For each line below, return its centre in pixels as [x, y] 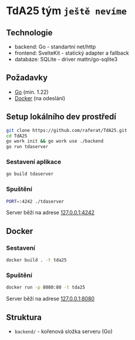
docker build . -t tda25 [36, 260]
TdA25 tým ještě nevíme [67, 11]
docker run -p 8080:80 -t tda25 [45, 288]
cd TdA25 [17, 136]
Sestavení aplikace [34, 162]
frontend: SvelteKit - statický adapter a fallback [72, 53]
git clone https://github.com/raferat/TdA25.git [67, 130]
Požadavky [27, 78]
